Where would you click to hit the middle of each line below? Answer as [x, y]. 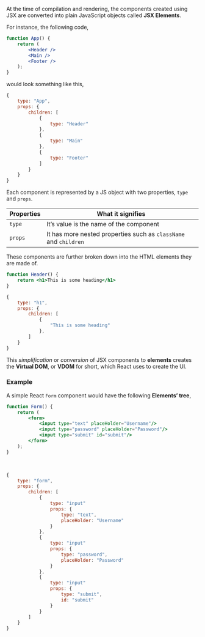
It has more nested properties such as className [116, 234]
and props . [20, 199]
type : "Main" [67, 141]
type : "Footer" [69, 158]
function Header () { [33, 274]
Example [20, 382]
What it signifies [121, 214]
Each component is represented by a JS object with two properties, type [97, 193]
